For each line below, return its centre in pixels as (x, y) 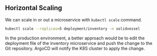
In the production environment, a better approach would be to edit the (75, 38)
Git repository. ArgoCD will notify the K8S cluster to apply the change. (75, 48)
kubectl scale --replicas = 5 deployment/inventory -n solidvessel (72, 29)
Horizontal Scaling (34, 8)
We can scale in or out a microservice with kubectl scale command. (74, 19)
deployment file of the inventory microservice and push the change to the (79, 43)
